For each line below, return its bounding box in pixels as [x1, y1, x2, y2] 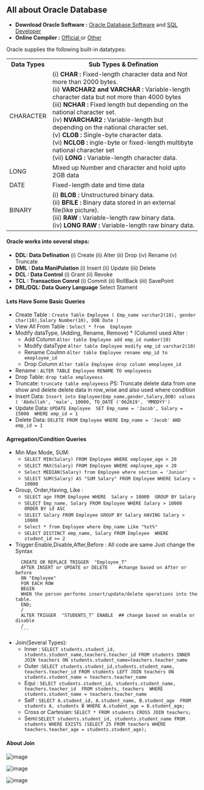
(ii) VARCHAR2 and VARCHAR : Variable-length [52, 85, 191, 94]
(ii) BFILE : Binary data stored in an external [52, 198, 176, 206]
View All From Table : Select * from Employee [15, 323, 132, 330]
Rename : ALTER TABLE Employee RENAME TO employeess [15, 367, 152, 374]
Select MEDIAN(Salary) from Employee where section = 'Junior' [24, 469, 188, 475]
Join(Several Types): [15, 639, 67, 646]
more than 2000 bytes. [52, 77, 118, 86]
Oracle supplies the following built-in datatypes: [6, 46, 126, 53]
